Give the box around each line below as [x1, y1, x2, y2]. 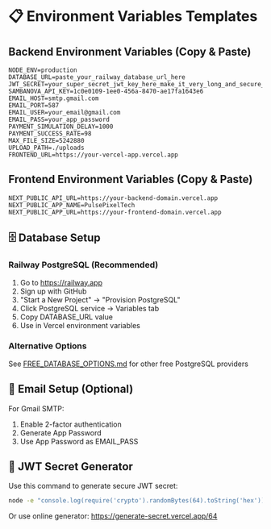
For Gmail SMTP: [8, 403, 65, 413]
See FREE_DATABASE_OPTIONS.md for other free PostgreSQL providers [8, 359, 248, 369]
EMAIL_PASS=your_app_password [8, 115, 110, 123]
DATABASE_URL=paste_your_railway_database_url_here [8, 73, 186, 81]
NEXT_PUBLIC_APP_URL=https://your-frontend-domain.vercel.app [8, 208, 222, 216]
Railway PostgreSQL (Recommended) [8, 260, 159, 271]
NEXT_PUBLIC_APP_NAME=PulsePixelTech [8, 201, 135, 209]
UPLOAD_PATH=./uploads [8, 144, 85, 152]
